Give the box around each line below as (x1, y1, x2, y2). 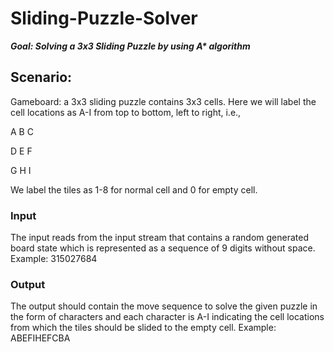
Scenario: (10, 69, 73, 86)
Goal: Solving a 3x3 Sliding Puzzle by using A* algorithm (10, 40, 251, 52)
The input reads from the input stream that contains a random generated (10, 232, 309, 244)
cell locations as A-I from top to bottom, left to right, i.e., (10, 106, 242, 118)
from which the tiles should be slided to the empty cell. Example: (10, 322, 277, 334)
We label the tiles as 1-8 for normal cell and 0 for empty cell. (10, 183, 258, 196)
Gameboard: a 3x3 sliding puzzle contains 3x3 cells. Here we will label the (10, 95, 317, 107)
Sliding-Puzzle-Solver (10, 7, 198, 30)
